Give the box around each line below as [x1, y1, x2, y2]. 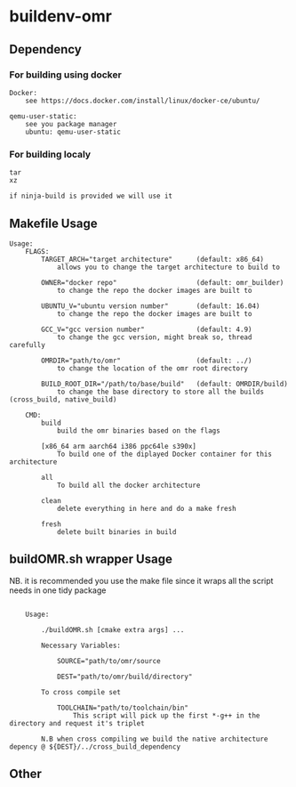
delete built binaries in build [56, 527, 177, 536]
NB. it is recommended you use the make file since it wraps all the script [9, 575, 274, 586]
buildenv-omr [9, 6, 113, 27]
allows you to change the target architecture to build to [56, 263, 280, 272]
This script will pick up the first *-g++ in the [72, 710, 260, 720]
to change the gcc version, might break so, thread [56, 332, 252, 342]
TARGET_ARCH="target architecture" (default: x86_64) [41, 255, 265, 264]
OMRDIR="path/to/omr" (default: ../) [41, 356, 252, 365]
